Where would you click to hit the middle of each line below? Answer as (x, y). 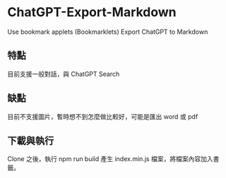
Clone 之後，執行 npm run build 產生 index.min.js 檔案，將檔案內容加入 (110, 159)
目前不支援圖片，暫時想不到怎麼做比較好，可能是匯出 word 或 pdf (103, 116)
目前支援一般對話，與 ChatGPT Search (64, 74)
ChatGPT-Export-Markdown (92, 12)
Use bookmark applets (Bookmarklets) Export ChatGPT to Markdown (108, 32)
